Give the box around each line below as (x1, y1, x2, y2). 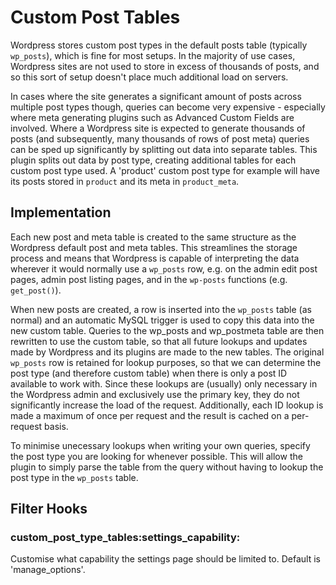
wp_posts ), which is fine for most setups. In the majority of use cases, (10, 49, 296, 61)
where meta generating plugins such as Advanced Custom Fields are (10, 111, 295, 123)
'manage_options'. (10, 564, 86, 576)
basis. (44, 420, 69, 432)
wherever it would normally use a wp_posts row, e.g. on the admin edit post (10, 262, 318, 275)
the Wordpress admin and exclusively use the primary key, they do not (10, 388, 300, 400)
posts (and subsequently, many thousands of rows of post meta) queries (10, 132, 310, 145)
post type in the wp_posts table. (10, 471, 139, 483)
